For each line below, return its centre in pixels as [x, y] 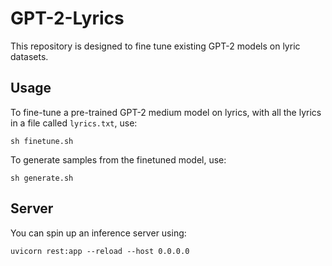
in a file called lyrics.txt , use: [74, 123]
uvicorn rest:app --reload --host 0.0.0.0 [100, 251]
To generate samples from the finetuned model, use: [118, 159]
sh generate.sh [42, 178]
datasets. [29, 56]
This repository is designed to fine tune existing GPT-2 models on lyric [155, 46]
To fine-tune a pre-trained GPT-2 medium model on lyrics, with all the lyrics [166, 112]
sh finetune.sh [42, 141]
